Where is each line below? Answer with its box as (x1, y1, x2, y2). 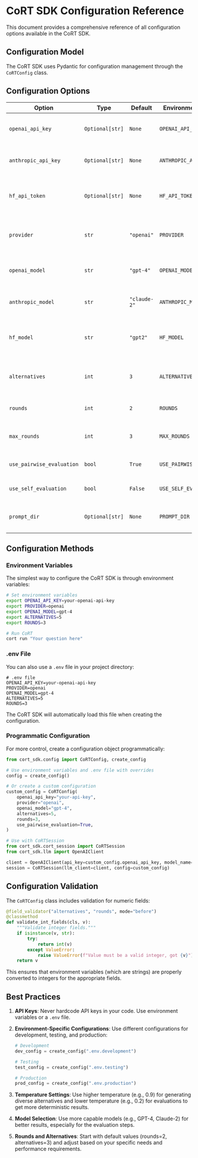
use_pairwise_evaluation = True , (16, 822, 94, 828)
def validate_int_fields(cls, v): (6, 919, 91, 926)
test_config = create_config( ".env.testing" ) (14, 1064, 128, 1070)
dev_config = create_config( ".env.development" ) (14, 1048, 137, 1054)
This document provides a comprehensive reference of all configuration (6, 24, 181, 31)
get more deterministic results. (14, 1104, 90, 1111)
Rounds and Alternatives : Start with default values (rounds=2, (14, 1133, 167, 1140)
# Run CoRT (6, 630, 33, 637)
